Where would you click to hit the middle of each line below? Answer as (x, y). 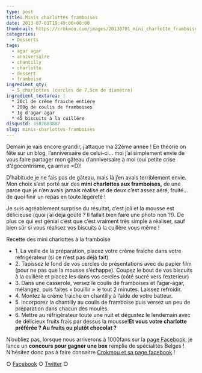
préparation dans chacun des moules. (62, 309)
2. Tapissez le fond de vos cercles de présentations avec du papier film (103, 264)
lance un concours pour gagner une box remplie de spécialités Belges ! (95, 346)
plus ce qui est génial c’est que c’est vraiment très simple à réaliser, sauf (96, 221)
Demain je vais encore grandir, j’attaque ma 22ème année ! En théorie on (96, 146)
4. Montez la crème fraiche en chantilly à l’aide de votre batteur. (94, 296)
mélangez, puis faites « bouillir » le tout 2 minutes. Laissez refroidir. (98, 289)
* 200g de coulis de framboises (52, 107)
